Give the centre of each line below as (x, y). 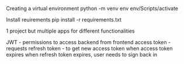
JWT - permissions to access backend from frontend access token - (88, 42)
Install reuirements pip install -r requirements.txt (64, 19)
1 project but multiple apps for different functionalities (71, 31)
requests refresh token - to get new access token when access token (89, 48)
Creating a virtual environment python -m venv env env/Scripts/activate (92, 8)
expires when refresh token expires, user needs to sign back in (82, 54)
